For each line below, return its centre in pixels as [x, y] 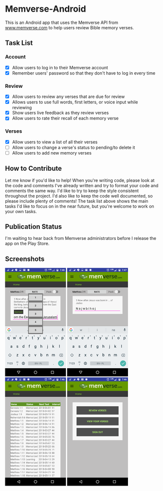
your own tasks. [21, 211]
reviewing [22, 108]
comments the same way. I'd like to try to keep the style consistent [72, 191]
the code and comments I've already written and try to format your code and [82, 185]
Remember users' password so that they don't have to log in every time [84, 73]
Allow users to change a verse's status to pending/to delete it [73, 147]
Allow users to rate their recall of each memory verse [65, 118]
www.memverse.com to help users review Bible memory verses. [70, 27]
